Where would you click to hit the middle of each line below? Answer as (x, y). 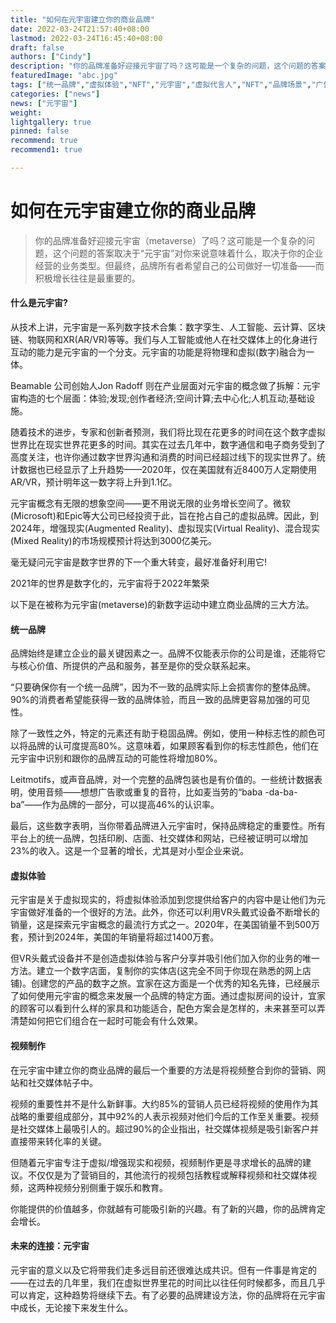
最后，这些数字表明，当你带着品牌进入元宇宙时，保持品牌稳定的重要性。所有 (168, 826)
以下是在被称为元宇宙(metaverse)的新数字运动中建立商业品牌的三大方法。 (162, 605)
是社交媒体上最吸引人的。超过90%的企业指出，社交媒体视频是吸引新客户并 (165, 1128)
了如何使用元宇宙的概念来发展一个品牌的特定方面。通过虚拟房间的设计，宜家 (168, 996)
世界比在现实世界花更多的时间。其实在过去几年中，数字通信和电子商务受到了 (168, 445)
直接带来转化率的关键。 (58, 1141)
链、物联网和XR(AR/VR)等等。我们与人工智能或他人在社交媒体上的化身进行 (164, 340)
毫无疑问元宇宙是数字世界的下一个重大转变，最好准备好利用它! (139, 562)
